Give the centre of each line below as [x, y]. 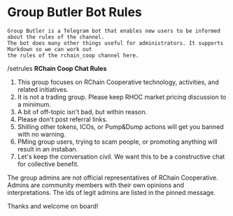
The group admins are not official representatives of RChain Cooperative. [113, 177]
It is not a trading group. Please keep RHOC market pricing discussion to [122, 97]
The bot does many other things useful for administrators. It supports [115, 43]
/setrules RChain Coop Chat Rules [57, 68]
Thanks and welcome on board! [53, 206]
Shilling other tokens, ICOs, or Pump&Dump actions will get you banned [120, 126]
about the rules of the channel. [56, 37]
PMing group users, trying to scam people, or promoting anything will [118, 142]
